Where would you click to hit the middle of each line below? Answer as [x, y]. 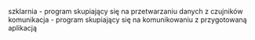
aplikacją [23, 28]
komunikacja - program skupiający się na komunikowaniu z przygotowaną [127, 20]
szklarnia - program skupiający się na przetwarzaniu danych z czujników [126, 11]
